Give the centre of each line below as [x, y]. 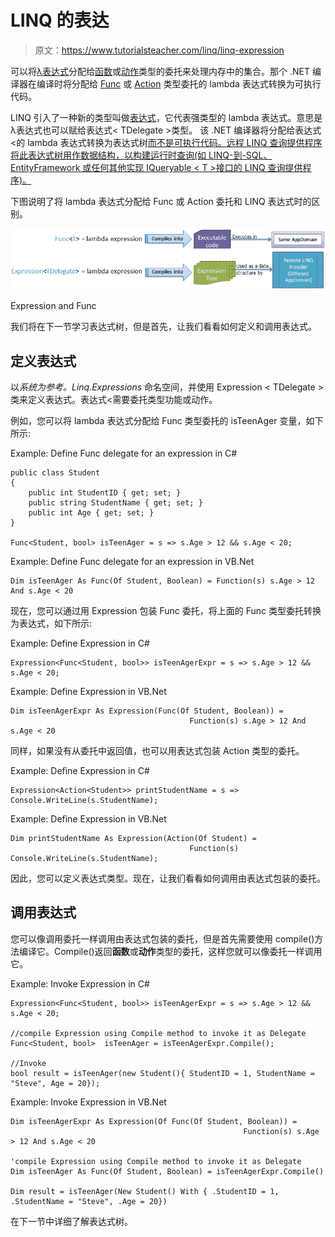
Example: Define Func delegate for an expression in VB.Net [132, 562]
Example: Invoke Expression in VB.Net [88, 1102]
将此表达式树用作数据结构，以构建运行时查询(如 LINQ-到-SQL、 [141, 155]
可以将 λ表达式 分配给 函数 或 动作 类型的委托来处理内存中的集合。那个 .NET [160, 71]
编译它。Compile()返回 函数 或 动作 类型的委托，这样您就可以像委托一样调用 [170, 951]
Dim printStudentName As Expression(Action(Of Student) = [133, 839]
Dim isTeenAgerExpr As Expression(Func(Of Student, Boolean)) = [147, 711]
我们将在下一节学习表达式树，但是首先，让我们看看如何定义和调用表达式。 [163, 327]
